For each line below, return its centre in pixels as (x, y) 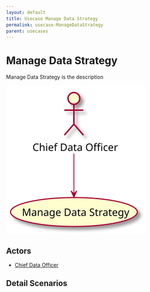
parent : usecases (27, 31)
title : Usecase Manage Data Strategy (52, 19)
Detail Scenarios (37, 283)
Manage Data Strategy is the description (55, 77)
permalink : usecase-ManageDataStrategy (55, 25)
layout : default (26, 12)
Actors (19, 251)
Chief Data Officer (36, 265)
